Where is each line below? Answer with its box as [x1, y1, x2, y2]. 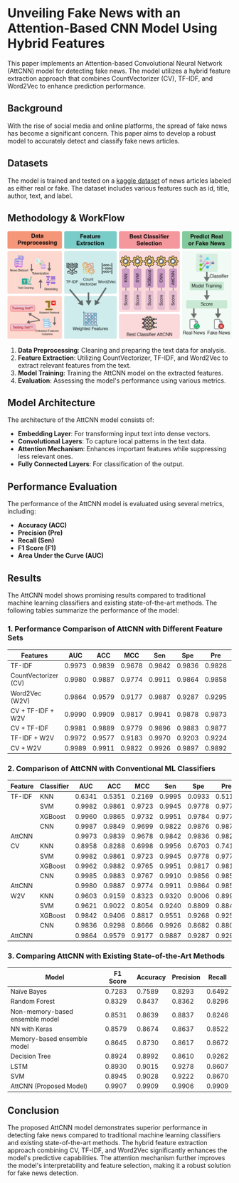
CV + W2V [10, 744, 42, 752]
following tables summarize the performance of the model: [7, 606, 179, 615]
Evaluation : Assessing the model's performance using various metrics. [17, 376, 226, 385]
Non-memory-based [10, 1007, 73, 1015]
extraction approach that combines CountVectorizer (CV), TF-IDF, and [7, 74, 213, 83]
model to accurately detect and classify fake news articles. [7, 136, 180, 145]
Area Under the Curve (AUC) [17, 551, 105, 560]
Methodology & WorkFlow [7, 212, 125, 224]
